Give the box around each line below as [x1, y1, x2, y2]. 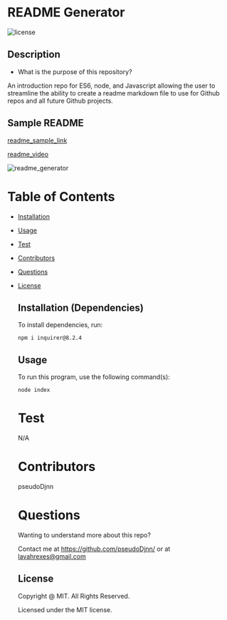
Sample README [7, 117, 84, 129]
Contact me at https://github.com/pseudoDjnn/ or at [17, 544, 171, 553]
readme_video [7, 150, 48, 158]
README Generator [7, 4, 125, 21]
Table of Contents [7, 188, 115, 205]
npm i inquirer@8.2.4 [17, 334, 82, 342]
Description [7, 48, 60, 61]
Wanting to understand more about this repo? [17, 530, 152, 539]
